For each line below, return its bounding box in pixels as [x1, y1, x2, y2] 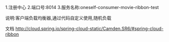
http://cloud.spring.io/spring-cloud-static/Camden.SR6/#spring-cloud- [15, 25, 164, 31]
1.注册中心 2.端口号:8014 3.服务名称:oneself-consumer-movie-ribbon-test [5, 4, 159, 10]
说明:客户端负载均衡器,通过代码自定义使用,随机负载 [5, 15, 112, 21]
